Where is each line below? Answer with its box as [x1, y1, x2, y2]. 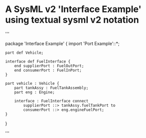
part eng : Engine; [14, 89, 55, 95]
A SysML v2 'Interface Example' [5, 4, 141, 15]
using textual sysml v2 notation [5, 14, 139, 26]
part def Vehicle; [5, 50, 44, 55]
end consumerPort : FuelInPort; [14, 68, 82, 73]
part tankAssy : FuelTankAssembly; [14, 85, 89, 90]
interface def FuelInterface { [5, 59, 71, 64]
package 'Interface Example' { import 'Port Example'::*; [5, 40, 119, 46]
